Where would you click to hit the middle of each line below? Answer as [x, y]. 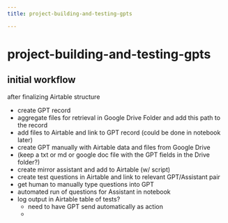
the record [32, 125]
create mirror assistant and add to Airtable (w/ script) [94, 169]
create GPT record [44, 110]
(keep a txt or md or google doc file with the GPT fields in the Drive [114, 155]
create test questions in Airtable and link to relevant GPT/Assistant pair [119, 177]
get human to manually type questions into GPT [86, 184]
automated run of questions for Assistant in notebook [94, 192]
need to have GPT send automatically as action [96, 206]
